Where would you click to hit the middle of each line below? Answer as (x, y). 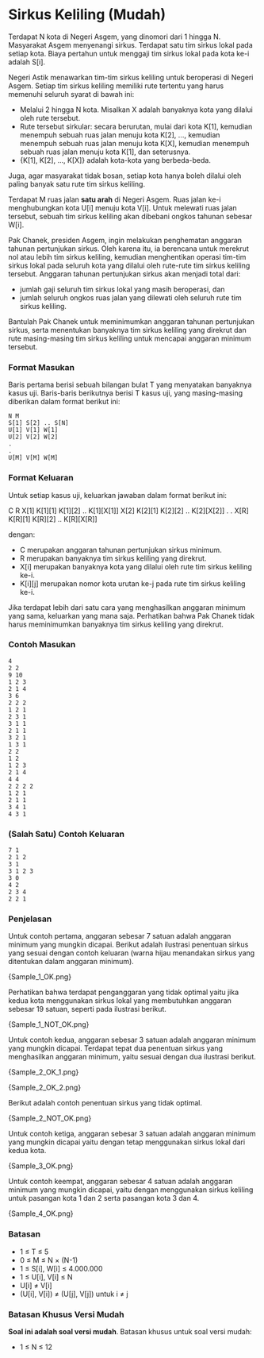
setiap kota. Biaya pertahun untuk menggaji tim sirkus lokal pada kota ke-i (129, 53)
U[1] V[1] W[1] (33, 430)
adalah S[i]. (27, 62)
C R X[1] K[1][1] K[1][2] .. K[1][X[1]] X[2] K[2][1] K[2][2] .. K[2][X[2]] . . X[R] (129, 511)
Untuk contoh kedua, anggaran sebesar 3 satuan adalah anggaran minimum (132, 1040)
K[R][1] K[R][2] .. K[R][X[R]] (53, 519)
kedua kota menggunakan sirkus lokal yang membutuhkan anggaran (120, 1001)
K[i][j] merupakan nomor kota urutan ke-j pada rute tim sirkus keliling (132, 583)
